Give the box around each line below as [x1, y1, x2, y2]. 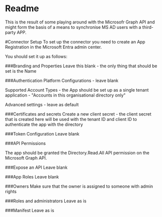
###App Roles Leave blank [5, 174, 59, 179]
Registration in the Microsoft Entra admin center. [5, 44, 102, 50]
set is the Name [5, 68, 36, 74]
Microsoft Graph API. [5, 155, 47, 161]
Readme [5, 3, 39, 14]
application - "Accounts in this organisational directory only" [5, 92, 126, 98]
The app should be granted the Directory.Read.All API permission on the [5, 150, 150, 156]
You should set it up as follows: [5, 53, 68, 59]
